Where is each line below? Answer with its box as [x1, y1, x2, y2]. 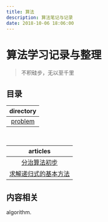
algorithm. [6, 208, 32, 215]
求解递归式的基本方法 [9, 170, 71, 178]
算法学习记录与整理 [6, 48, 102, 62]
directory [9, 107, 37, 116]
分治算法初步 [21, 158, 59, 167]
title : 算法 [6, 8, 34, 15]
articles [28, 147, 51, 155]
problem [11, 117, 35, 126]
